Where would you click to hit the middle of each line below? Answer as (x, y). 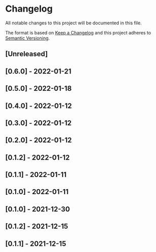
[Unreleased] (27, 54)
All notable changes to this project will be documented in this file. (74, 23)
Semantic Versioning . (27, 38)
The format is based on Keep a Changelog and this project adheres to (78, 32)
